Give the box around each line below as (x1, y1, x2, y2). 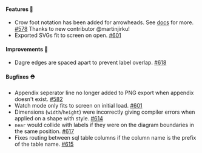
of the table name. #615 (14, 140, 74, 148)
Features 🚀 (5, 5, 34, 13)
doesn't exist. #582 (14, 95, 63, 103)
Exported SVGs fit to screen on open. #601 (14, 31, 122, 39)
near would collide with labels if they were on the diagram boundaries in (14, 121, 195, 128)
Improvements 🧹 (5, 45, 48, 53)
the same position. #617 (14, 128, 74, 135)
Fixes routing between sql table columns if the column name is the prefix (14, 134, 197, 141)
